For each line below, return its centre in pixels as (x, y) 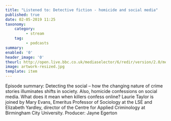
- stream (35, 34)
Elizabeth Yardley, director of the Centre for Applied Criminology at (75, 108)
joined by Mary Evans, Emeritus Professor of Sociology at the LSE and (79, 102)
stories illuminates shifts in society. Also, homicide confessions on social (81, 91)
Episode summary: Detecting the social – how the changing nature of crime (84, 86)
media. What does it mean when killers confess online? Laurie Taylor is (80, 97)
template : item (21, 72)
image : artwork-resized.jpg (35, 67)
